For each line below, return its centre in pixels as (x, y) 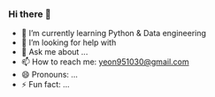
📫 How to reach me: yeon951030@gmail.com (105, 62)
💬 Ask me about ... (54, 52)
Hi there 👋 (30, 14)
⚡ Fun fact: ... (45, 85)
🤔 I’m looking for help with (69, 42)
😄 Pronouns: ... (50, 75)
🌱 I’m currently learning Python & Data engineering (114, 34)
